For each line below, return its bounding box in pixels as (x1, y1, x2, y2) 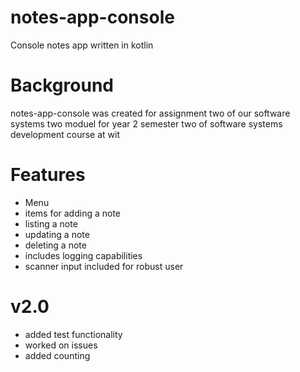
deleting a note (24, 239, 87, 251)
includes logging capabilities (24, 249, 143, 261)
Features (10, 164, 86, 186)
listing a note (24, 217, 78, 230)
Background (10, 74, 114, 97)
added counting (24, 349, 91, 361)
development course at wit (10, 128, 121, 140)
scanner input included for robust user (24, 260, 184, 272)
